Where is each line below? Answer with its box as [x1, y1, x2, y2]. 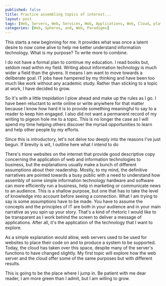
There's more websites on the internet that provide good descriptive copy [5, 151, 156, 157]
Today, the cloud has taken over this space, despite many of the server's [5, 245, 153, 251]
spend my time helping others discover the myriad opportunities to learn [5, 122, 152, 128]
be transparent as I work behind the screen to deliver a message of [5, 214, 142, 220]
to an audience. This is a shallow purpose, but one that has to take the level [5, 188, 159, 194]
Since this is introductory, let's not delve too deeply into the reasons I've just [5, 137, 161, 143]
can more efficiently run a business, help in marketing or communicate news [5, 183, 161, 189]
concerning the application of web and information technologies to [5, 156, 141, 162]
